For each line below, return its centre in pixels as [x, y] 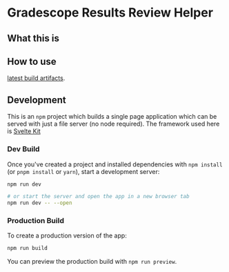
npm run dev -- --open [40, 203]
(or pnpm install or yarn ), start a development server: [83, 171]
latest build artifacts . [36, 78]
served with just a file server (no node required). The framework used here [113, 124]
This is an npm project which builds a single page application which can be [112, 117]
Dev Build [23, 149]
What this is [33, 38]
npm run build [28, 249]
